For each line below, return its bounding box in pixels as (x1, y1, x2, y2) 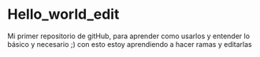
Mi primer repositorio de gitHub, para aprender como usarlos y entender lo (7, 31, 250, 41)
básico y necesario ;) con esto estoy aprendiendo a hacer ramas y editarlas (7, 39, 253, 48)
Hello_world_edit (7, 5, 120, 23)
